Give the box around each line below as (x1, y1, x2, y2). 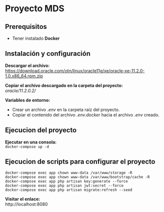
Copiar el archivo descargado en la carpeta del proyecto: (5, 82, 123, 88)
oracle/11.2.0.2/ (5, 88, 36, 94)
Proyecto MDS (5, 3, 65, 14)
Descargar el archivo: (5, 62, 50, 69)
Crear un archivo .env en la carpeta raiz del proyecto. (12, 106, 120, 113)
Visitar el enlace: (5, 196, 40, 202)
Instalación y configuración (5, 49, 91, 58)
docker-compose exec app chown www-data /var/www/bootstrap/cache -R (5, 175, 150, 180)
